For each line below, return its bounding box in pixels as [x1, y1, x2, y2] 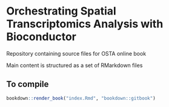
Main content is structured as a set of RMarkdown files [6, 62, 143, 69]
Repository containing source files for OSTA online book [6, 50, 147, 57]
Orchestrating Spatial [6, 4, 116, 18]
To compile [6, 79, 49, 89]
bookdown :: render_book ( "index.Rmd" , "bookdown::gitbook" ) [6, 95, 156, 101]
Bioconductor [6, 30, 77, 44]
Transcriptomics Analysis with [6, 17, 164, 31]
